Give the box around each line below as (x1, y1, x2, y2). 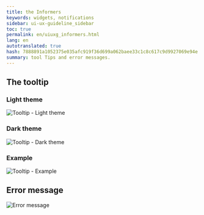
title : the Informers (6, 9, 62, 15)
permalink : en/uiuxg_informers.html (6, 32, 100, 38)
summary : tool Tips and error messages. (6, 54, 111, 60)
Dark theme (6, 125, 42, 133)
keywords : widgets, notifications (6, 15, 95, 21)
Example (6, 153, 33, 162)
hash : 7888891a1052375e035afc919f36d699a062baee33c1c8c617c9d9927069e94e (6, 49, 199, 55)
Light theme (6, 95, 43, 104)
